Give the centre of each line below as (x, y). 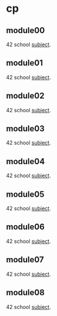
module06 (26, 227)
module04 (26, 161)
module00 (26, 30)
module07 (25, 260)
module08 (26, 293)
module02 (25, 96)
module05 (25, 194)
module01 (24, 63)
